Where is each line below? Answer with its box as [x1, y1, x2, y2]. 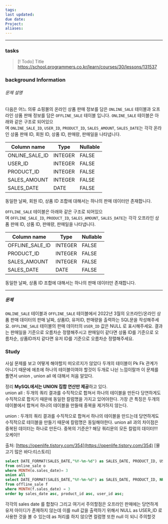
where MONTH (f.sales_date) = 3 [5, 487, 70, 492]
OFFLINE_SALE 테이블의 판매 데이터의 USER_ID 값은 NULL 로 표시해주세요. [11, 323, 153, 329]
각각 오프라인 [128, 215, 154, 221]
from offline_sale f [5, 482, 48, 487]
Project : [5, 21, 23, 27]
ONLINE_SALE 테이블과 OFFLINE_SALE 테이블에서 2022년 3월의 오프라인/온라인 [5, 310, 156, 316]
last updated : [5, 12, 35, 17]
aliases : [5, 26, 23, 31]
